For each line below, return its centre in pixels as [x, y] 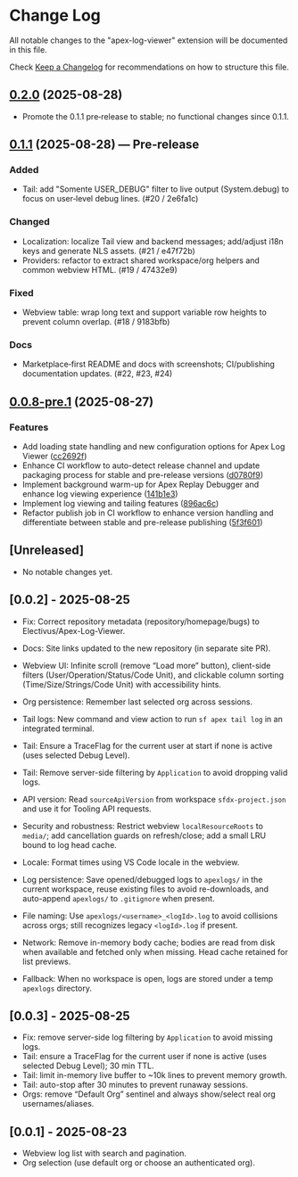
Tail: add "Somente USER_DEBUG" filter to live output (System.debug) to [156, 189]
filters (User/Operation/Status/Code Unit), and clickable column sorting [153, 675]
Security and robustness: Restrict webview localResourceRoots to [142, 826]
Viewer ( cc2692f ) [54, 457]
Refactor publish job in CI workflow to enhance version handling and [148, 513]
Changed [30, 222]
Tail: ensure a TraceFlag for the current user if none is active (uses [145, 1057]
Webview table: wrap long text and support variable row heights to [145, 312]
